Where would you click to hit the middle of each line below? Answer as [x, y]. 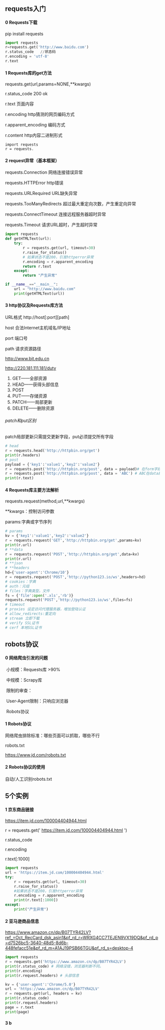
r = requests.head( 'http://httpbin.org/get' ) [52, 451]
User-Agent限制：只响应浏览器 [37, 701]
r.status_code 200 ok [27, 94]
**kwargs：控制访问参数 [30, 511]
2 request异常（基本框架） [32, 160]
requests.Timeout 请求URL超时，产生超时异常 [51, 225]
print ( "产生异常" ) [31, 910]
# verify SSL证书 [22, 623]
